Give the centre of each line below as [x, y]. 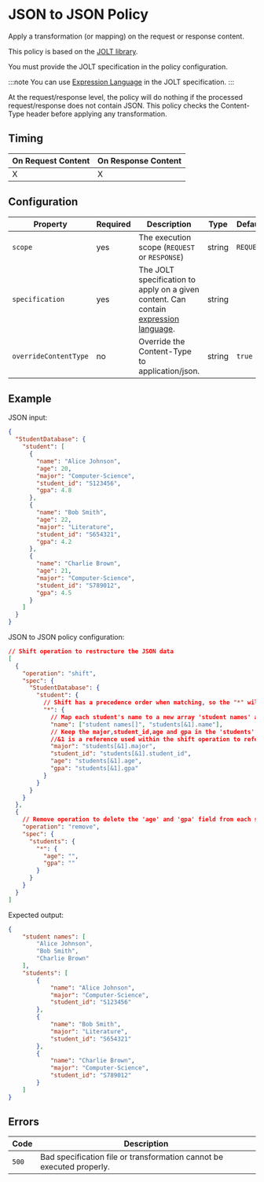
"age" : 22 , [54, 519]
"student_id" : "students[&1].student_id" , [121, 754]
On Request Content [51, 160]
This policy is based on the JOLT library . [73, 51]
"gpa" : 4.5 [54, 593]
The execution [165, 237]
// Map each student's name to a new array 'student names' [150, 717]
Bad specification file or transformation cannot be [132, 1157]
